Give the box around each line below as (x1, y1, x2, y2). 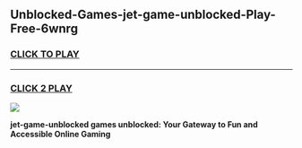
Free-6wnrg (10, 22, 79, 37)
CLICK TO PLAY (10, 48, 80, 61)
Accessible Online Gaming (10, 128, 111, 139)
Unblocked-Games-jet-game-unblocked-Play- (10, 7, 276, 22)
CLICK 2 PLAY (10, 82, 73, 94)
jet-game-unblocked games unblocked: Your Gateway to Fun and (10, 118, 258, 129)
